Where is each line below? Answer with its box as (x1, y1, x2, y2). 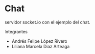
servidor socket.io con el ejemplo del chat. (4, 19, 91, 25)
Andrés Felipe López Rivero (11, 38, 68, 44)
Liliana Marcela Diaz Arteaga (11, 43, 70, 49)
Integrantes (4, 28, 28, 34)
